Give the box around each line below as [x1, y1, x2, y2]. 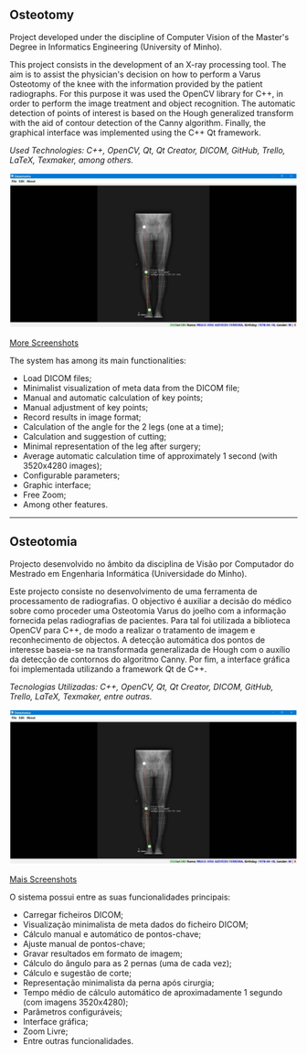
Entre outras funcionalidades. [22, 1035, 134, 1046]
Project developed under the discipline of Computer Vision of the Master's [9, 31, 290, 42]
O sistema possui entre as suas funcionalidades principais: [9, 891, 231, 902]
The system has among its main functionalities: [9, 355, 187, 366]
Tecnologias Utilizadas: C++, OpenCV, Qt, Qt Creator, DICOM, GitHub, [9, 681, 274, 692]
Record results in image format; [22, 411, 142, 422]
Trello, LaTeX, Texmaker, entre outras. [9, 690, 153, 702]
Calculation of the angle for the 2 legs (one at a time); [22, 421, 224, 432]
